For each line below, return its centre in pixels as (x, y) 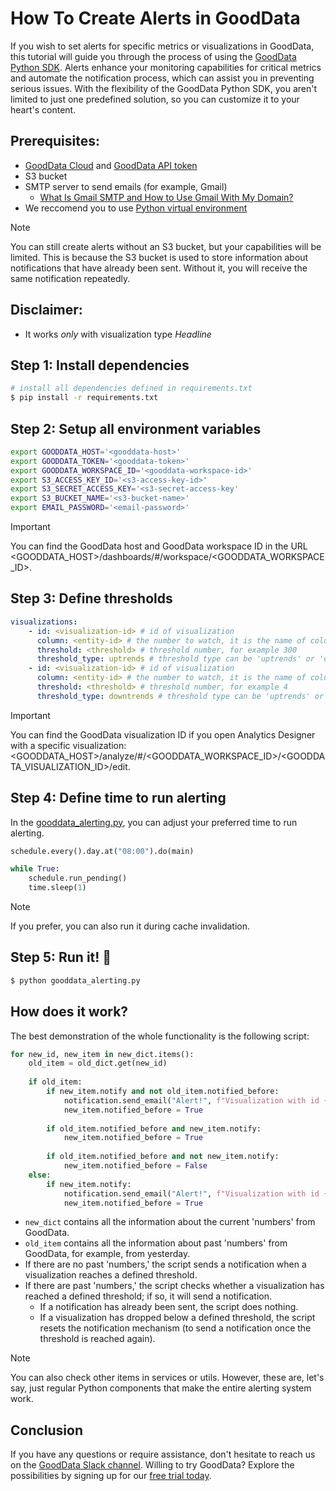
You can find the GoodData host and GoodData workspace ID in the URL (159, 546)
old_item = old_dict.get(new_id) (98, 1063)
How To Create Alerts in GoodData (155, 18)
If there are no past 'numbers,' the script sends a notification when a (165, 1264)
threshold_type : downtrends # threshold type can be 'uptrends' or (180, 696)
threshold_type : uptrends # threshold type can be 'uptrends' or (175, 659)
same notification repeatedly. (70, 278)
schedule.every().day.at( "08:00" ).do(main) (102, 851)
